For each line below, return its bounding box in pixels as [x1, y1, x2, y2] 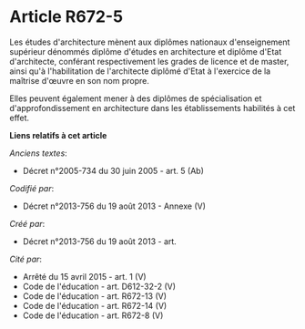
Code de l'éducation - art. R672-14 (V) [22, 300, 168, 311]
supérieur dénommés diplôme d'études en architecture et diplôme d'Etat [9, 46, 282, 57]
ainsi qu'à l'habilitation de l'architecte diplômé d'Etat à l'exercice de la [9, 66, 271, 77]
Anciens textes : [9, 148, 68, 159]
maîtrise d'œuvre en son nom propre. [9, 75, 150, 86]
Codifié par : [9, 182, 55, 193]
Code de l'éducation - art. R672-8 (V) [22, 310, 164, 321]
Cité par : [9, 253, 43, 264]
